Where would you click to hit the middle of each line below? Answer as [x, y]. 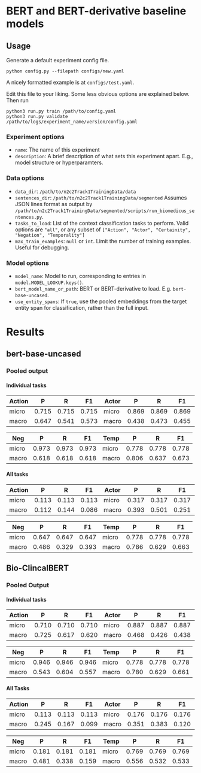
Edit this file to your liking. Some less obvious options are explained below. [98, 94]
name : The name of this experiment [57, 150]
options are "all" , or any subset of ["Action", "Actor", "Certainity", [103, 230]
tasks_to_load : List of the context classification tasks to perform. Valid [102, 223]
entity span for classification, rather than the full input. [82, 307]
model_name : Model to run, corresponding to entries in [80, 276]
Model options [28, 263]
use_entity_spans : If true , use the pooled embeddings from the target [101, 301]
